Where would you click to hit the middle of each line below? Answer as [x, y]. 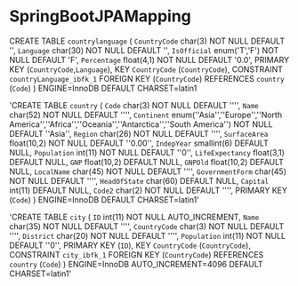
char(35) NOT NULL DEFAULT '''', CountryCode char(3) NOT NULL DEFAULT [147, 226]
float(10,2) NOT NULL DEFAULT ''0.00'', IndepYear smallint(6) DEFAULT [139, 143]
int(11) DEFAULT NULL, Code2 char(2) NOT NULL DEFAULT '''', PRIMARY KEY [148, 190]
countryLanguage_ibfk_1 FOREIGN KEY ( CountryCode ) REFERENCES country [147, 78]
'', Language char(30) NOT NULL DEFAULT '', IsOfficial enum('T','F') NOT [144, 50]
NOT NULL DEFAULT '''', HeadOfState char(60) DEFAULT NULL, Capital [139, 180]
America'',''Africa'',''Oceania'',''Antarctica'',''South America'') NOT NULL [141, 124]
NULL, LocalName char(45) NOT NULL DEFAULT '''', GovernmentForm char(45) [148, 171]
